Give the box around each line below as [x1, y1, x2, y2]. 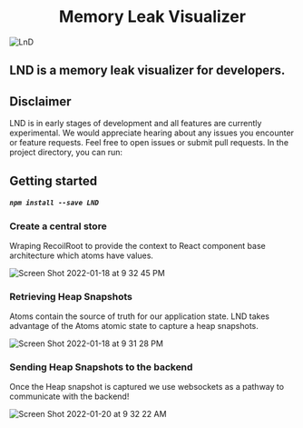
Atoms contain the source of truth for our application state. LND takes [9, 311, 270, 322]
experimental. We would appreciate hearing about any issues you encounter [9, 127, 295, 138]
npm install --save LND [9, 198, 100, 208]
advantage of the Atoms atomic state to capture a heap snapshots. [9, 321, 259, 332]
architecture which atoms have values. [9, 250, 154, 261]
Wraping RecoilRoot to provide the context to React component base [9, 240, 266, 251]
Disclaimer [9, 94, 72, 109]
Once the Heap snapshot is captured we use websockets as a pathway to [9, 382, 284, 393]
